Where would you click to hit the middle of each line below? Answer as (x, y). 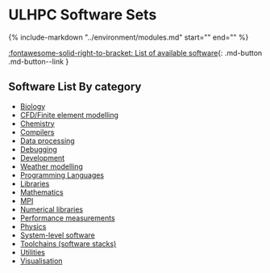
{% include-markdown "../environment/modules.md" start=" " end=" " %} (129, 37)
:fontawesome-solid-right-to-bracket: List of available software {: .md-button (135, 52)
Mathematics (42, 192)
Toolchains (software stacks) (68, 243)
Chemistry (37, 124)
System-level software (57, 235)
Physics (33, 226)
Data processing (47, 141)
